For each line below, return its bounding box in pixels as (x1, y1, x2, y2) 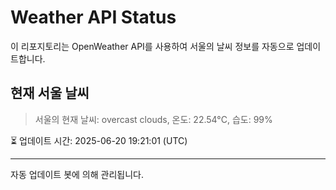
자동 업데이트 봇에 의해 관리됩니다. (10, 168, 144, 180)
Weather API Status (10, 6, 177, 29)
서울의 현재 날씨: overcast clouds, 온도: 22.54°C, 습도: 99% (34, 113, 273, 125)
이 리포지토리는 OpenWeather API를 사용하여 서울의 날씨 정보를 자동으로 (10, 40, 295, 52)
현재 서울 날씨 (10, 85, 90, 102)
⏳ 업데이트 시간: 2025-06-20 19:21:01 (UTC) (10, 134, 188, 146)
